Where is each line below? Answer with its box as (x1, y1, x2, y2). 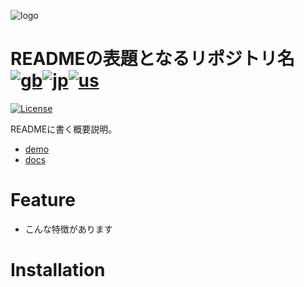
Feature (10, 189, 76, 212)
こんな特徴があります (24, 223, 113, 235)
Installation (10, 259, 106, 282)
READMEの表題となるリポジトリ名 (10, 48, 295, 70)
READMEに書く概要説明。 (10, 123, 118, 135)
